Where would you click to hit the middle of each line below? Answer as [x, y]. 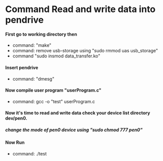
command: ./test [30, 153]
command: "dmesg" [33, 78]
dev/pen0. [16, 118]
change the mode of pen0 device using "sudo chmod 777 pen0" [74, 130]
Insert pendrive [22, 67]
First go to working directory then [41, 34]
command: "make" [32, 45]
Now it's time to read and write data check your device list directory [78, 113]
